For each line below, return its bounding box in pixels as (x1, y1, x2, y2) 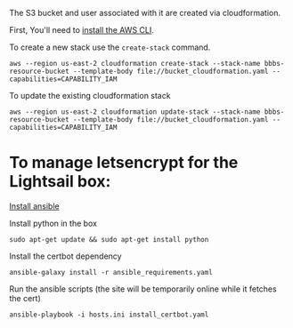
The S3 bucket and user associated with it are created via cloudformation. (9, 8, 281, 18)
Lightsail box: (9, 172, 111, 192)
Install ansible (9, 200, 60, 212)
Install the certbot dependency (9, 251, 122, 261)
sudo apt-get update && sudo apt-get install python (9, 235, 209, 244)
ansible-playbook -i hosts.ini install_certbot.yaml (9, 310, 209, 319)
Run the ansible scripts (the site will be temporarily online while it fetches (9, 284, 278, 294)
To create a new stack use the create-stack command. (9, 42, 211, 52)
